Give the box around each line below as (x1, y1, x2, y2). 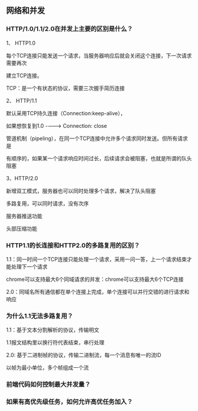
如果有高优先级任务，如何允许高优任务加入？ (6, 398, 133, 406)
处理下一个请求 (11, 263, 48, 270)
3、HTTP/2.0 (6, 174, 38, 182)
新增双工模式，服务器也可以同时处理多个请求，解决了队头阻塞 (6, 187, 156, 194)
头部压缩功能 (6, 225, 37, 232)
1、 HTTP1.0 (6, 39, 36, 46)
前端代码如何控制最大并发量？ (6, 380, 91, 389)
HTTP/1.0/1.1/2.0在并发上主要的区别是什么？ (6, 25, 133, 33)
